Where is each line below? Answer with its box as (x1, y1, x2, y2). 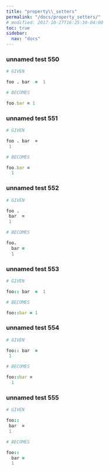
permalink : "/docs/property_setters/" (6, 14, 101, 20)
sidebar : (6, 31, 28, 36)
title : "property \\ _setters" (6, 8, 77, 15)
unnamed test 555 (6, 394, 60, 402)
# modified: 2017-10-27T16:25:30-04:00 (6, 19, 104, 25)
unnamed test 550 (6, 55, 60, 63)
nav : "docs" (11, 36, 41, 42)
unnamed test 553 (6, 265, 60, 273)
